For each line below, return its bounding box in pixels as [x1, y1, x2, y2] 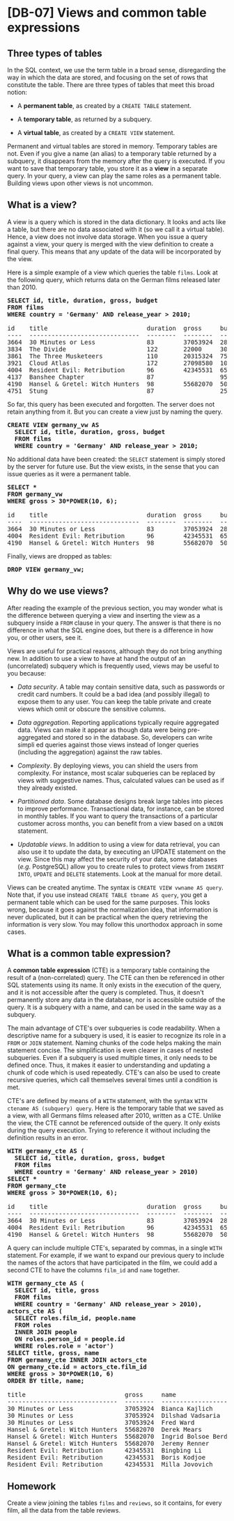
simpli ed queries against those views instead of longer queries [17, 740, 199, 749]
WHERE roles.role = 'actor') [14, 1342, 114, 1350]
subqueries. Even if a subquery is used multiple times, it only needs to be [7, 1054, 217, 1062]
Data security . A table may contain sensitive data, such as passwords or [17, 682, 225, 691]
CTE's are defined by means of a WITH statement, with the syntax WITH [7, 1097, 208, 1105]
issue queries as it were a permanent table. [7, 469, 131, 478]
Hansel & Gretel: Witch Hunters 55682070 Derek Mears [7, 1426, 202, 1434]
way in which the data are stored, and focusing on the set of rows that [7, 73, 208, 81]
